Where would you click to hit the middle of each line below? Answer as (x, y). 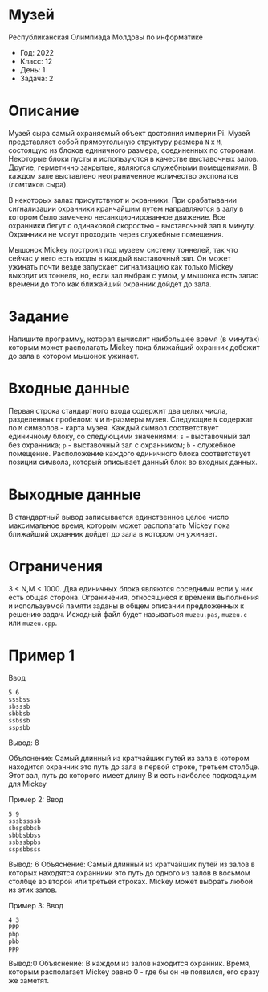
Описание (44, 111)
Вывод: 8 (24, 743)
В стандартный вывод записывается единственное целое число (119, 517)
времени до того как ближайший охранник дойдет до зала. (110, 284)
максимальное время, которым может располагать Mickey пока (119, 525)
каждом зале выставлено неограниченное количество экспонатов (123, 175)
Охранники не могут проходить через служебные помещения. (116, 234)
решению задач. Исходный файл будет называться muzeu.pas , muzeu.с (128, 614)
